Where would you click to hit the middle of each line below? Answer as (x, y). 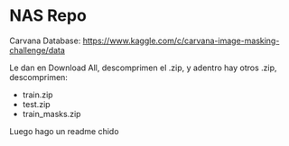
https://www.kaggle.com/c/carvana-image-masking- (181, 41)
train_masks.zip (51, 114)
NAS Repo (48, 16)
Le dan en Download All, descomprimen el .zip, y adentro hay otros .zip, (143, 68)
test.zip (37, 104)
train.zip (37, 95)
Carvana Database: (45, 41)
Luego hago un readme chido (64, 131)
